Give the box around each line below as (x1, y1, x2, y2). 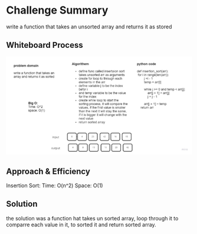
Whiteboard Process (6, 40, 84, 50)
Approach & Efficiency (6, 166, 90, 176)
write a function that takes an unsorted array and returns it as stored (6, 23, 172, 30)
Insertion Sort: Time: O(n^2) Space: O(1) (6, 182, 103, 189)
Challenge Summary (6, 4, 109, 17)
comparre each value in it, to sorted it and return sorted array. (6, 221, 156, 228)
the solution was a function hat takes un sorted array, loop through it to (6, 214, 179, 222)
